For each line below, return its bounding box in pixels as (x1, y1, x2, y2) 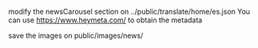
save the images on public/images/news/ (8, 31, 144, 40)
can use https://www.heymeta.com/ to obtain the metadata (8, 15, 203, 25)
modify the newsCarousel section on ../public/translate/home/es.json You (8, 7, 250, 16)
